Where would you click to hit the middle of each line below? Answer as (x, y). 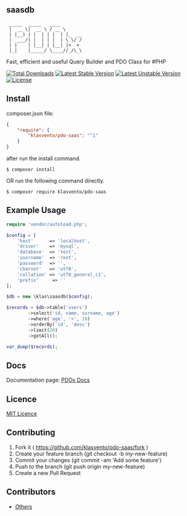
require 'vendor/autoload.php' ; (47, 224)
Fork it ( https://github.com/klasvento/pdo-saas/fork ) (82, 447)
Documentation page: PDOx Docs (48, 380)
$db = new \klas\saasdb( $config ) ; (50, 297)
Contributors (31, 492)
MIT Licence (22, 414)
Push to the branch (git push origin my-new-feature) (80, 466)
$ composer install (31, 169)
